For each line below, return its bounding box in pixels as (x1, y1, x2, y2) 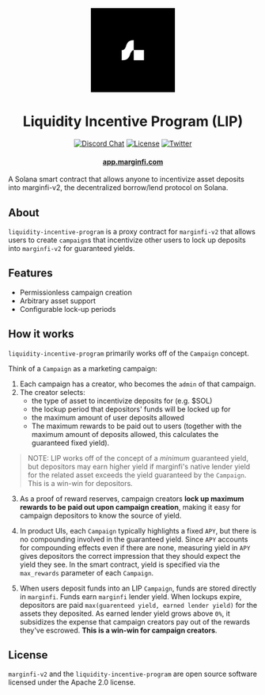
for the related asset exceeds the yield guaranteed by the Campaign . (27, 470, 247, 480)
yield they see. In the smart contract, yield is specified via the (19, 560, 220, 569)
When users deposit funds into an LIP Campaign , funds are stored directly (19, 583, 257, 593)
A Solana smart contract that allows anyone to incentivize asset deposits (8, 174, 245, 184)
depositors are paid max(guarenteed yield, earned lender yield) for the (19, 600, 258, 610)
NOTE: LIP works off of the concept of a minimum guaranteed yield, (27, 453, 249, 462)
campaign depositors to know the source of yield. (19, 511, 182, 520)
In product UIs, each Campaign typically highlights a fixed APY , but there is (19, 526, 257, 535)
